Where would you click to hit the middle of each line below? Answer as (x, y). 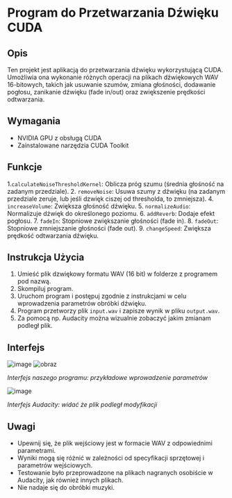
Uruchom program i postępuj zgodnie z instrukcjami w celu (102, 296)
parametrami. (36, 451)
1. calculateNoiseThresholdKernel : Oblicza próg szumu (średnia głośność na (116, 184)
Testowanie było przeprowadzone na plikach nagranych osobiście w (115, 473)
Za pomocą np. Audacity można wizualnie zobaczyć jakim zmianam (114, 318)
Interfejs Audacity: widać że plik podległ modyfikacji (82, 405)
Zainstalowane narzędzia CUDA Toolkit (73, 145)
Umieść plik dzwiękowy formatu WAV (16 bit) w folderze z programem (117, 274)
